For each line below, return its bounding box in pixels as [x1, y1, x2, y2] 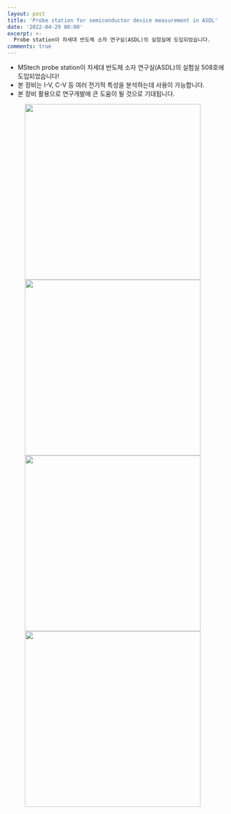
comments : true [7, 43, 52, 50]
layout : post [7, 10, 46, 18]
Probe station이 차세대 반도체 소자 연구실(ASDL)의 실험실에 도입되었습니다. [13, 37, 211, 44]
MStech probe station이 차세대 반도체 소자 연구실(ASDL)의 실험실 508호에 [17, 63, 225, 71]
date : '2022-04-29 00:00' [7, 23, 83, 30]
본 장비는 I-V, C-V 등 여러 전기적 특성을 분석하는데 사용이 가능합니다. [17, 81, 205, 89]
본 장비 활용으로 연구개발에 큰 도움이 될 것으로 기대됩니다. [17, 89, 176, 98]
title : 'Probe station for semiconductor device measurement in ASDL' [7, 17, 218, 24]
